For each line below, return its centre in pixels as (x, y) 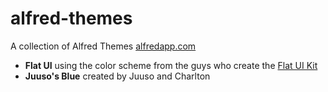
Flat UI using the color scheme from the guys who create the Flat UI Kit (171, 65)
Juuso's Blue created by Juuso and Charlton (117, 76)
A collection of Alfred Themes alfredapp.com (103, 46)
